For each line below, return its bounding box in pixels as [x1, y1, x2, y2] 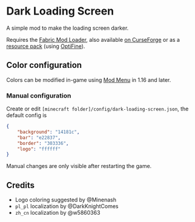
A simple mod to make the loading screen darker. [6, 24, 129, 32]
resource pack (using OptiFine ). [6, 42, 85, 50]
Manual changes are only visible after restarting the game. [6, 163, 152, 170]
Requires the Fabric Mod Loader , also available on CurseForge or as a [6, 36, 180, 43]
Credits [6, 180, 35, 190]
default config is [6, 112, 47, 119]
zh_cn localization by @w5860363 [15, 209, 101, 217]
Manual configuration [6, 91, 71, 99]
